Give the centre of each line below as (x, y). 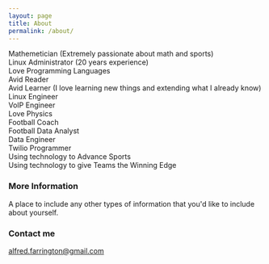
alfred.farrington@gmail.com (57, 250)
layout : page (30, 16)
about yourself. (34, 212)
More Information (43, 186)
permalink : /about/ (41, 31)
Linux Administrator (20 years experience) (79, 62)
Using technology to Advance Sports (70, 157)
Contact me (32, 233)
